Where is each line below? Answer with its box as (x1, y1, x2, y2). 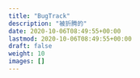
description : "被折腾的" (8, 19, 87, 28)
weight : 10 (8, 50, 45, 58)
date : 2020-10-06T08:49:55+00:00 (8, 27, 121, 35)
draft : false (8, 42, 53, 50)
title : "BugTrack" (8, 11, 70, 20)
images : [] (8, 58, 45, 66)
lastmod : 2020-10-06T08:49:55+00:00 (8, 34, 132, 43)
